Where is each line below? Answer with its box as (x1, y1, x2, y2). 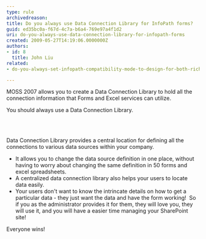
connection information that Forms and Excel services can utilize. (6, 94, 172, 102)
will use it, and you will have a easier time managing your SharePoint (15, 207, 188, 214)
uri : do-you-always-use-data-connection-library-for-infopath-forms (6, 32, 185, 38)
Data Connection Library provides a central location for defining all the (6, 137, 185, 144)
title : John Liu (12, 55, 53, 61)
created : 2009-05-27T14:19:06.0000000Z (6, 37, 109, 44)
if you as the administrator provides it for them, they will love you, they (15, 200, 193, 208)
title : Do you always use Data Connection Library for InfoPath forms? (6, 20, 193, 26)
